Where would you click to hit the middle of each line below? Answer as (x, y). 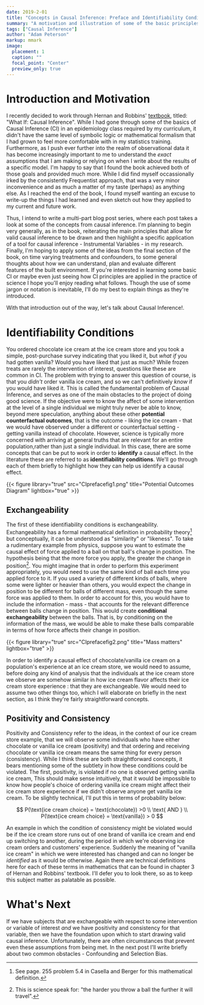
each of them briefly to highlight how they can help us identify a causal (95, 466)
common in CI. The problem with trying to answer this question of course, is (101, 375)
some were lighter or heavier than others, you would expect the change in (99, 585)
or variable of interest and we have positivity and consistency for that (93, 928)
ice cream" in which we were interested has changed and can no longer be (100, 854)
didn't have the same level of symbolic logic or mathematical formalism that (101, 135)
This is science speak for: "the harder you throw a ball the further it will (104, 990)
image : (15, 46)
